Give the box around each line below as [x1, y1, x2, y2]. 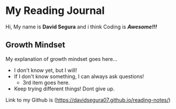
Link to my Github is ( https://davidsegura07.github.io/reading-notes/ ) [5, 96, 171, 103]
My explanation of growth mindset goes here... [5, 55, 118, 62]
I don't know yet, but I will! [13, 67, 77, 74]
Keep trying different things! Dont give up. [13, 85, 115, 92]
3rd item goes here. [22, 79, 71, 86]
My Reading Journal [5, 4, 105, 17]
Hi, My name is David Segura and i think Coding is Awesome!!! [5, 23, 157, 30]
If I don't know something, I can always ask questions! [13, 72, 144, 79]
